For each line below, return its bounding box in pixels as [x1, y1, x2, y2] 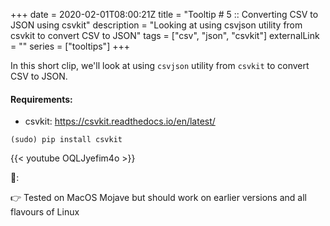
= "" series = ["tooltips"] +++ [10, 40, 130, 52]
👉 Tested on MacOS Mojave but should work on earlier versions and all [10, 192, 307, 204]
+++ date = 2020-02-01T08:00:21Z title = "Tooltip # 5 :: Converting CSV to [10, 9, 319, 20]
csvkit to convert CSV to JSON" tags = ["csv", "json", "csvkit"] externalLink [10, 30, 320, 41]
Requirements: [10, 93, 73, 105]
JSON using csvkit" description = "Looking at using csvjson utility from [10, 19, 303, 31]
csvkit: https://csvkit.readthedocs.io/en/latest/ [24, 115, 216, 128]
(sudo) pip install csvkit [10, 135, 123, 145]
